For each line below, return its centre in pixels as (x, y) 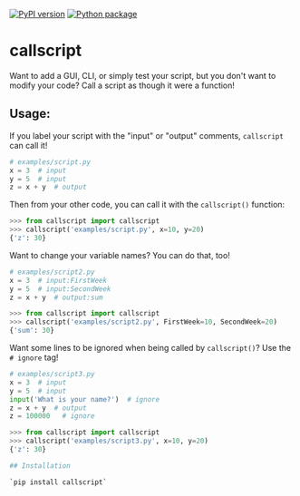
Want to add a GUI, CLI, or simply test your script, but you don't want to (143, 75)
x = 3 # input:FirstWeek (58, 280)
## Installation (40, 466)
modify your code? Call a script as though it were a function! (122, 85)
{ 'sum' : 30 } (32, 331)
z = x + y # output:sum (56, 297)
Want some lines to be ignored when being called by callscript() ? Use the (150, 348)
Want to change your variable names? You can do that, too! (120, 255)
